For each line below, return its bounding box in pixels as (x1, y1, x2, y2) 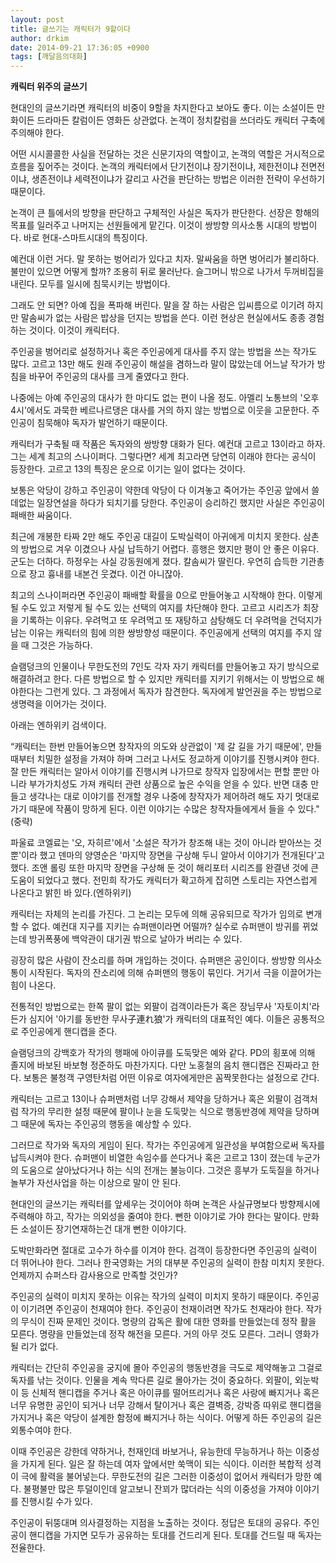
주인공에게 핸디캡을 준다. (20, 1026, 118, 1038)
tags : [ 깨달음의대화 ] (10, 52, 88, 62)
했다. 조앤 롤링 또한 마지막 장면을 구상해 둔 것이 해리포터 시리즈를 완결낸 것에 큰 (10, 862, 320, 874)
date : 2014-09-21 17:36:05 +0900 (10, 42, 150, 53)
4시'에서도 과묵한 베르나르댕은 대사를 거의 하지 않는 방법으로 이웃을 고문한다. (10, 404, 310, 416)
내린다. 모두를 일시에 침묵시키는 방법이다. (10, 278, 171, 290)
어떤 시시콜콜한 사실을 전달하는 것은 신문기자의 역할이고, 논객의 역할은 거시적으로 (10, 148, 326, 160)
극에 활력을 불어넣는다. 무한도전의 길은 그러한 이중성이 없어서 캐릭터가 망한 (20, 1471, 312, 1483)
